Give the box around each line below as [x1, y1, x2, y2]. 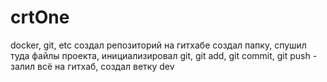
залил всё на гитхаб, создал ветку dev [10, 60, 175, 72]
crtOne [10, 6, 70, 29]
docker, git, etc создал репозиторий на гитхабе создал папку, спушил [10, 39, 307, 51]
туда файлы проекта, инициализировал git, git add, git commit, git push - [10, 49, 318, 61]
